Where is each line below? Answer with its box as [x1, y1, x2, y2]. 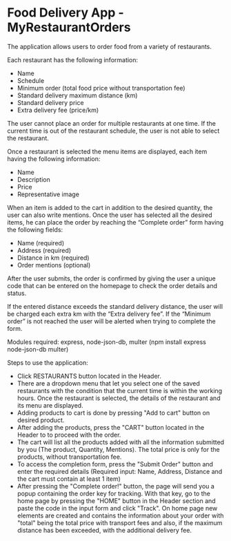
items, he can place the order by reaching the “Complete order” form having [7, 218, 224, 226]
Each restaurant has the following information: [7, 55, 139, 64]
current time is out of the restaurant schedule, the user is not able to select [7, 126, 220, 135]
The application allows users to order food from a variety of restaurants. [7, 42, 212, 50]
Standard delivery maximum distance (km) [17, 91, 138, 99]
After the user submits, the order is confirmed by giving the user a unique [7, 274, 216, 283]
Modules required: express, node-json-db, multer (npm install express [7, 337, 207, 346]
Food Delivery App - [7, 5, 124, 21]
